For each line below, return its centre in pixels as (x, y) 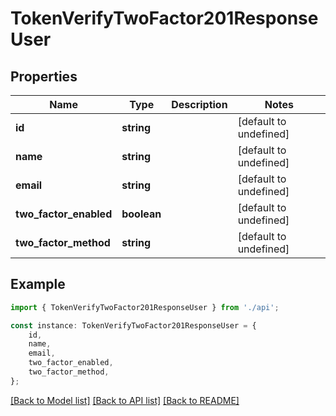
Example (38, 284)
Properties (44, 76)
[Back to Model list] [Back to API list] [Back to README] (125, 400)
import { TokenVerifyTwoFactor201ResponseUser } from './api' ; (145, 307)
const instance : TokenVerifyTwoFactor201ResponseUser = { (133, 325)
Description (199, 104)
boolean (141, 214)
